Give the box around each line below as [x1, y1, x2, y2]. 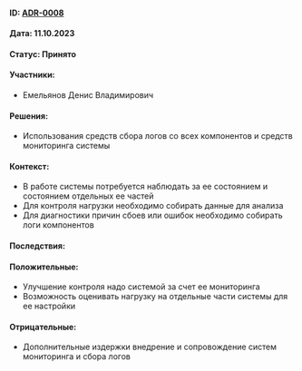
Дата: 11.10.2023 [9, 28, 75, 39]
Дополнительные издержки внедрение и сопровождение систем [22, 341, 278, 353]
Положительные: [9, 261, 79, 272]
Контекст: [9, 161, 50, 171]
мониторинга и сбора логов [22, 351, 132, 362]
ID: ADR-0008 [9, 7, 64, 18]
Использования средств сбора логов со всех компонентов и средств [22, 131, 293, 142]
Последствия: [9, 240, 66, 251]
